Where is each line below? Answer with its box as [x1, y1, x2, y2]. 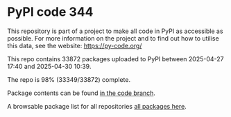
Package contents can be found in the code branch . [7, 89, 156, 97]
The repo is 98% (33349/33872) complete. [7, 75, 130, 83]
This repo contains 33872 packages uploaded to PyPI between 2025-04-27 [7, 54, 224, 63]
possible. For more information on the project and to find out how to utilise [7, 34, 220, 42]
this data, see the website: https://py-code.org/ [7, 41, 142, 50]
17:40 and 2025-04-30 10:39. [7, 62, 92, 70]
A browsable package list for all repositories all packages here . [7, 102, 187, 110]
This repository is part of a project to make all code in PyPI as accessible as [7, 27, 223, 35]
